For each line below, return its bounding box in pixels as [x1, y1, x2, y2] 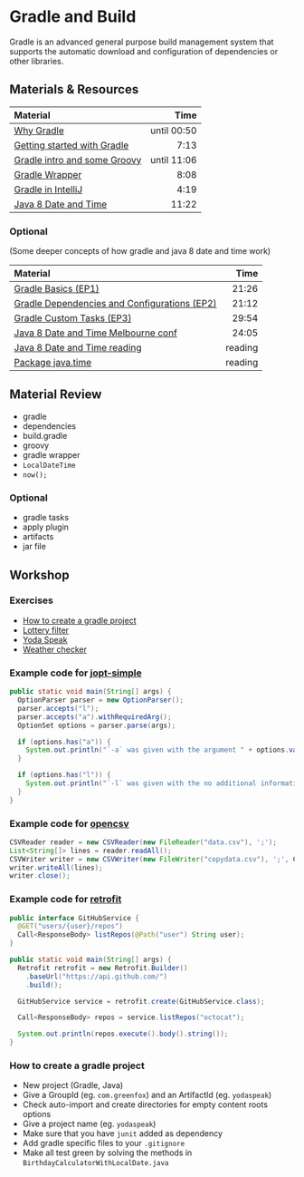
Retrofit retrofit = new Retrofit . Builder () [17, 963, 188, 972]
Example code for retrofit [9, 893, 122, 906]
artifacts [22, 531, 54, 542]
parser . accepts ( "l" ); [17, 704, 100, 713]
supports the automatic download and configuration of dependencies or [9, 45, 279, 56]
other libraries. [9, 55, 64, 66]
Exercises [9, 594, 54, 607]
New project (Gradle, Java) [22, 1080, 124, 1091]
